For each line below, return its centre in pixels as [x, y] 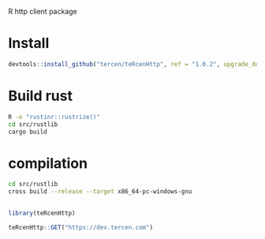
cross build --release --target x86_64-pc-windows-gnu [100, 192]
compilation [48, 163]
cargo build [28, 132]
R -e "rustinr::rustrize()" [54, 117]
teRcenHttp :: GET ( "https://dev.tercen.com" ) [81, 227]
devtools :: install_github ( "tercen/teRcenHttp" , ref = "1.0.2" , [114, 64]
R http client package [43, 11]
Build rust [41, 96]
